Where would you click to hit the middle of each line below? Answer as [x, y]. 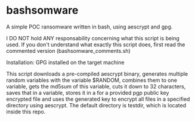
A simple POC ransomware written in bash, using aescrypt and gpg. [89, 27]
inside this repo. [26, 112]
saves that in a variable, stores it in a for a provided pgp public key [88, 93]
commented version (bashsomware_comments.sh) [69, 50]
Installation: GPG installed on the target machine [65, 62]
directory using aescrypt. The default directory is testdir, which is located [96, 105]
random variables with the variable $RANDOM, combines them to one [92, 80]
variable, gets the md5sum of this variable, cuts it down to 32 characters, [96, 86]
